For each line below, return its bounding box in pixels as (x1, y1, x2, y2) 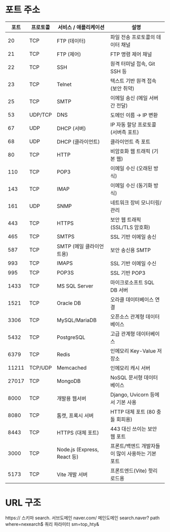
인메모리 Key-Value (110, 347, 156, 354)
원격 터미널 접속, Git (110, 60, 155, 67)
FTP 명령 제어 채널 (110, 51, 152, 58)
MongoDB (57, 377, 81, 384)
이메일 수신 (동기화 (110, 182, 153, 189)
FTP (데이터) (57, 37, 86, 44)
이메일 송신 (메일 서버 (110, 94, 158, 101)
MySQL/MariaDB (57, 316, 97, 324)
